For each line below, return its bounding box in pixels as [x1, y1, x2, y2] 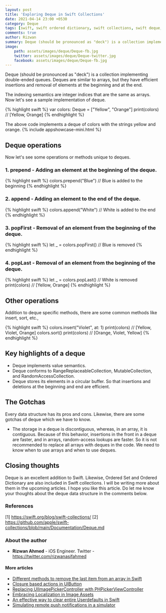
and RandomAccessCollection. [12, 373, 75, 379]
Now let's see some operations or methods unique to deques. [5, 154, 131, 160]
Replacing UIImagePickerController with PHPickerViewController [12, 586, 144, 592]
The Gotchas [5, 398, 46, 406]
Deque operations [5, 141, 62, 149]
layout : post [5, 7, 32, 12]
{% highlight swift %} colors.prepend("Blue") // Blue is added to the [5, 178, 143, 184]
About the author [5, 537, 47, 544]
